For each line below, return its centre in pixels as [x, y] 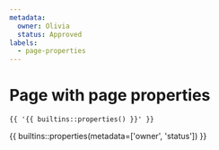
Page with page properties [110, 96]
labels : [24, 43]
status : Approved [50, 34]
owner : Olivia [44, 26]
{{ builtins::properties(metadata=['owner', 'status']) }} [108, 137]
